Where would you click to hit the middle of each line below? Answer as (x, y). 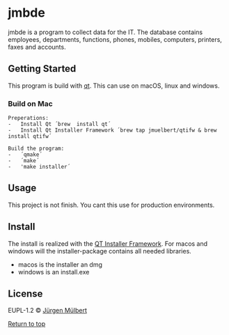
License (25, 294)
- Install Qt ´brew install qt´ (60, 124)
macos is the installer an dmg (60, 264)
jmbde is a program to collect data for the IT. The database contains (105, 32)
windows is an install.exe (54, 272)
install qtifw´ (30, 137)
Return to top (27, 324)
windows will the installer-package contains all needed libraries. (100, 251)
